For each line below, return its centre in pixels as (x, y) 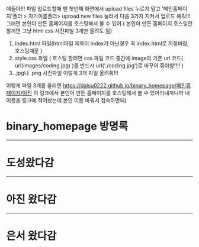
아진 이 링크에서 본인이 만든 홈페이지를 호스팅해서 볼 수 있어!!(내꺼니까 (103, 93)
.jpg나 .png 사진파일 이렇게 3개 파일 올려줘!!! (66, 73)
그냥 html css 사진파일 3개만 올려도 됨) (67, 31)
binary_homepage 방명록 (67, 126)
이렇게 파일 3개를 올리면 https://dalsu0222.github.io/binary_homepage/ (91, 85)
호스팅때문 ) (28, 51)
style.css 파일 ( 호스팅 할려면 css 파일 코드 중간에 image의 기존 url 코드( (99, 58)
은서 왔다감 (31, 236)
